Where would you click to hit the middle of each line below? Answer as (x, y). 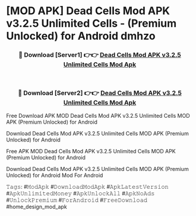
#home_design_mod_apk (37, 207)
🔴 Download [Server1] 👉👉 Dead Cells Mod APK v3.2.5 (100, 55)
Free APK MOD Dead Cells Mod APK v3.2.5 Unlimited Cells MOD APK (91, 151)
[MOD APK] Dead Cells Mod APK (88, 11)
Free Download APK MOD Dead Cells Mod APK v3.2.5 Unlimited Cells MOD (98, 115)
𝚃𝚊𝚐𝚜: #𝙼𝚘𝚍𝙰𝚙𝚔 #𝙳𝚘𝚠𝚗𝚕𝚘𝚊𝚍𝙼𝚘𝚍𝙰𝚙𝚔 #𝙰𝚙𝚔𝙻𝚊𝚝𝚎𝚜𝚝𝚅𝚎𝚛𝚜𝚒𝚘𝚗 (88, 186)
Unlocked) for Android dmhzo (81, 36)
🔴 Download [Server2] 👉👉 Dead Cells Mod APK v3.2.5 (100, 93)
